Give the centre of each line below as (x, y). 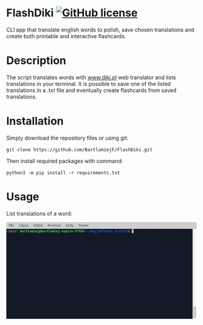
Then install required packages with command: (65, 161)
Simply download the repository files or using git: (67, 138)
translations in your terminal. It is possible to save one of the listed (89, 84)
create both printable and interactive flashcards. (66, 36)
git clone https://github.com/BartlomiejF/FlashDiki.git (79, 149)
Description (36, 61)
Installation (35, 121)
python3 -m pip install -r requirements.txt (63, 172)
